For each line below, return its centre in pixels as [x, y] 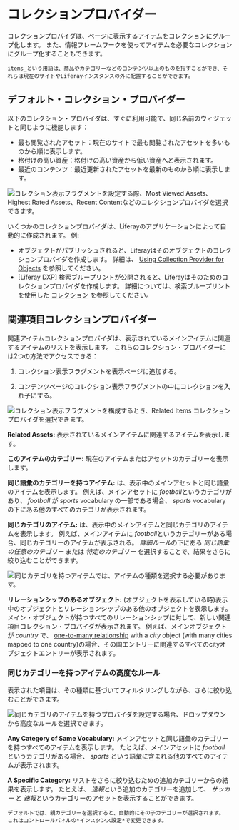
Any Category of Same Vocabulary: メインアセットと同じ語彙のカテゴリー [118, 738]
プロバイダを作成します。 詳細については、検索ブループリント [139, 285]
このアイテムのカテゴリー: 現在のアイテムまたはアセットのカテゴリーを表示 [118, 458]
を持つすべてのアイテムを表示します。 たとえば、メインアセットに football [116, 747]
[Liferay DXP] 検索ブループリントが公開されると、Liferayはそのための [120, 277]
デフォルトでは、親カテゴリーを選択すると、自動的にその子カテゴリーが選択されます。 [116, 813]
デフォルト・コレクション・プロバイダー [96, 100]
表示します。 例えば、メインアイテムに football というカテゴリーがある [123, 533]
